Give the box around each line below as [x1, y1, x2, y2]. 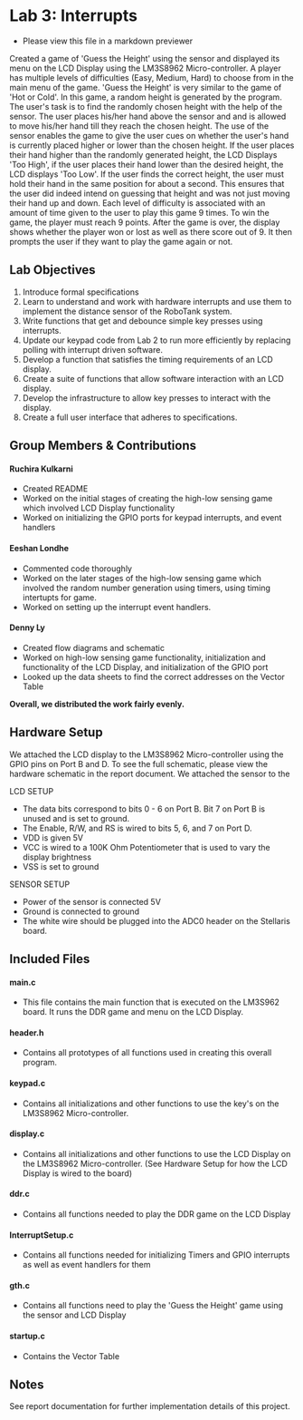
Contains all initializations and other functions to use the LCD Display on [22, 1148, 291, 1159]
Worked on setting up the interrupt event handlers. [22, 601, 212, 612]
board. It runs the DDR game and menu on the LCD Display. [22, 1007, 244, 1017]
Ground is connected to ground [22, 906, 140, 917]
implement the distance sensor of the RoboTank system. [22, 306, 232, 316]
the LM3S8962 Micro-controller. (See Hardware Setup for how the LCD [22, 1158, 288, 1169]
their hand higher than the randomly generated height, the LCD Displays [9, 149, 278, 160]
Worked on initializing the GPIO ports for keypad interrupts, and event [22, 512, 282, 523]
